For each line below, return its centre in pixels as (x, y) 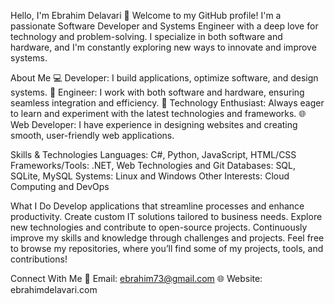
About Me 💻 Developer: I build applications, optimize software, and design (164, 78)
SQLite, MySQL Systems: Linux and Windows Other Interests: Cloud (150, 176)
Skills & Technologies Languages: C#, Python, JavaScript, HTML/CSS (153, 154)
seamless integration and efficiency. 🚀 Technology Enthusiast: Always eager (167, 103)
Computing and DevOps (60, 186)
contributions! (39, 259)
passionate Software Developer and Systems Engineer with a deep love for (164, 26)
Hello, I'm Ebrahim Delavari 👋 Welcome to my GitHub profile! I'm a (146, 15)
